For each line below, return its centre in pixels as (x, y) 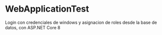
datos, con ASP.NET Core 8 (33, 27)
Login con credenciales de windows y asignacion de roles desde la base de (81, 22)
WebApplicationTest (47, 9)
